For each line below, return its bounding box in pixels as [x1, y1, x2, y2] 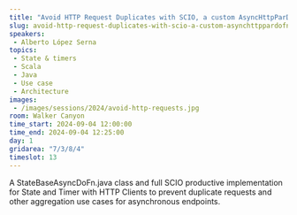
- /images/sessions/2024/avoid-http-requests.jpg [12, 104, 200, 112]
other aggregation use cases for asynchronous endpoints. [9, 196, 221, 206]
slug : [9, 21, 29, 30]
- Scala [12, 63, 42, 72]
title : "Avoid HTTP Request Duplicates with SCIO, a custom [9, 12, 236, 22]
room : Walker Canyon [9, 111, 86, 120]
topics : [9, 46, 38, 55]
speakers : [9, 29, 46, 38]
